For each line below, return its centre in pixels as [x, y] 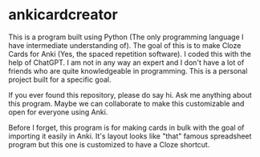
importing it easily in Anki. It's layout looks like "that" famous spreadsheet [130, 136]
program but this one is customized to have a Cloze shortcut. [109, 144]
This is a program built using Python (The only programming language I [126, 37]
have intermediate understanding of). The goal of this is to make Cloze [125, 45]
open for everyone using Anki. [58, 112]
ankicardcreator [63, 15]
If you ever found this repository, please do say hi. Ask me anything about [130, 95]
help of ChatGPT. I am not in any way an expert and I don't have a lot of [126, 62]
